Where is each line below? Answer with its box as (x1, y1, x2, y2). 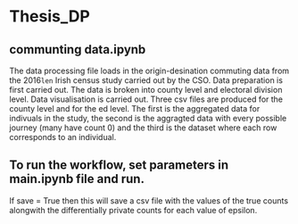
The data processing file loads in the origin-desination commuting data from (9, 65, 290, 76)
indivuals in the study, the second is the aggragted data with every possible (9, 113, 287, 123)
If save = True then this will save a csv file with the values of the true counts (9, 195, 288, 206)
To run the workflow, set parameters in (9, 158, 229, 173)
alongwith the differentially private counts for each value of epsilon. (9, 204, 258, 215)
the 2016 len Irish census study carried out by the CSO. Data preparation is (9, 75, 284, 86)
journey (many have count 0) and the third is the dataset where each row (9, 122, 277, 133)
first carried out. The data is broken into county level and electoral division (9, 85, 283, 95)
